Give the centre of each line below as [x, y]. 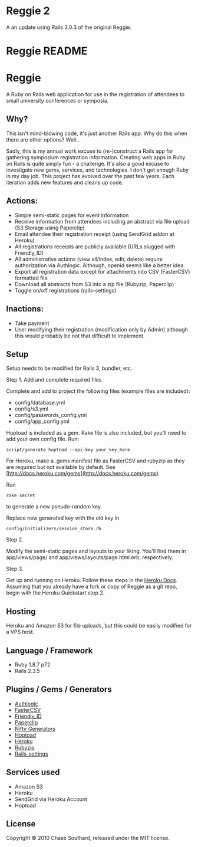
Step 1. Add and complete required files [54, 380]
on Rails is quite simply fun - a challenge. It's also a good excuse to [88, 163]
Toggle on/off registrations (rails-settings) [65, 290]
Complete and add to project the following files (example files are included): [98, 391]
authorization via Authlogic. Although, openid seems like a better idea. [100, 265]
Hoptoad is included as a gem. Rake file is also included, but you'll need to [96, 433]
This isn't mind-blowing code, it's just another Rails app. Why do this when [97, 133]
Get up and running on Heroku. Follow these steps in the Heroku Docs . [92, 580]
